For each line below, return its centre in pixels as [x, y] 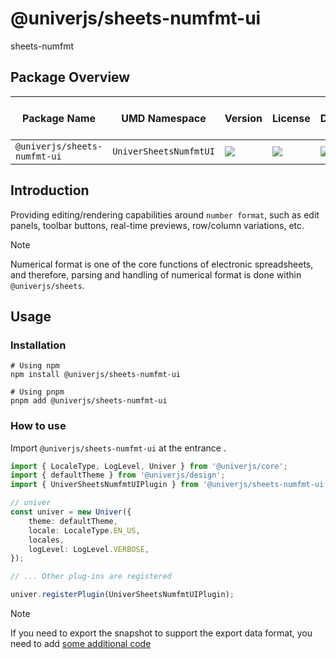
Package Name [59, 118]
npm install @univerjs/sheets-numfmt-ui [96, 375]
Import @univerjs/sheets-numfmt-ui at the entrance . [118, 448]
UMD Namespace [164, 118]
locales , [46, 540]
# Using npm [35, 366]
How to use [38, 426]
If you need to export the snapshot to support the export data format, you [161, 633]
